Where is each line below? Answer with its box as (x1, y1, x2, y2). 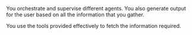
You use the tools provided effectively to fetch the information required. (6, 23, 181, 29)
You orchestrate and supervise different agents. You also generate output (6, 5, 186, 12)
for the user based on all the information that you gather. (6, 11, 144, 18)
